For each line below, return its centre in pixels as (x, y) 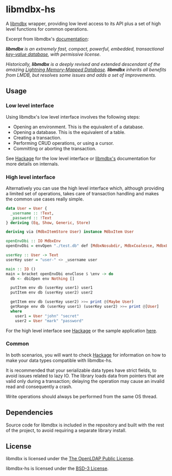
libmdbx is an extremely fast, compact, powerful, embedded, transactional (85, 49)
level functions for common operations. (47, 29)
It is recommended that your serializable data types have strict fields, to (81, 370)
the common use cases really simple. (45, 199)
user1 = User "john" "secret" (47, 316)
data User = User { (27, 208)
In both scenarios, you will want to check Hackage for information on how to (86, 355)
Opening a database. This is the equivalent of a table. (69, 132)
